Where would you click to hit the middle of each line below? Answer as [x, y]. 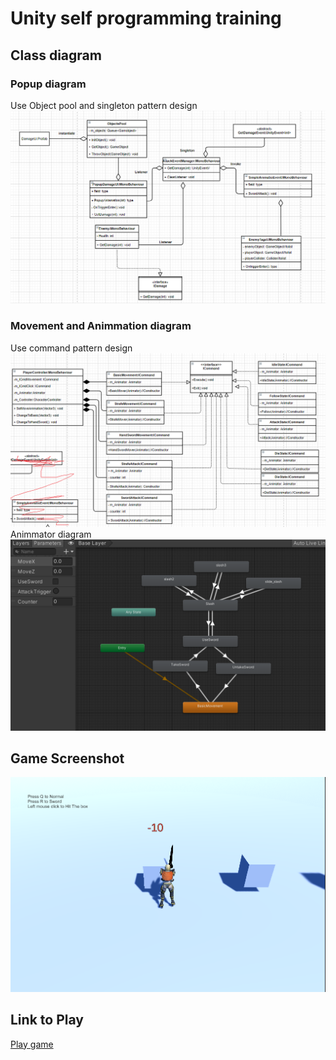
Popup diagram [48, 84]
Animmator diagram [51, 534]
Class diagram [56, 55]
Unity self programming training [146, 18]
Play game [32, 1044]
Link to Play [47, 1020]
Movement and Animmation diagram [101, 326]
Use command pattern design [71, 348]
